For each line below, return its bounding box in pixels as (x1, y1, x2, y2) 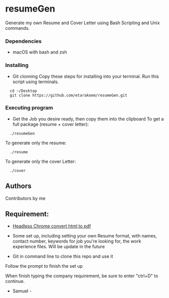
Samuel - (12, 288, 32, 294)
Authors (5, 182, 32, 191)
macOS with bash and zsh (12, 49, 67, 55)
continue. (5, 278, 25, 284)
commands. (5, 25, 30, 31)
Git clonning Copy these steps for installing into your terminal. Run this (12, 73, 159, 79)
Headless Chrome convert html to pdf (12, 223, 91, 229)
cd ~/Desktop (10, 88, 37, 93)
